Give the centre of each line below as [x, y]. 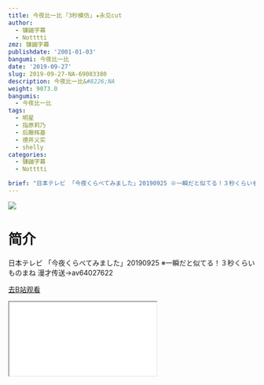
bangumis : [24, 96]
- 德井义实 [31, 140]
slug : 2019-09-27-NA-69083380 [58, 74]
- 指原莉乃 [31, 125]
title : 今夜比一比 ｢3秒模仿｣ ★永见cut [65, 15]
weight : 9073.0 [33, 89]
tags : [17, 111]
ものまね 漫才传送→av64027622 [61, 272]
